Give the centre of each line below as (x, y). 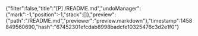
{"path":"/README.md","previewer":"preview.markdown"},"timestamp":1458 (99, 21)
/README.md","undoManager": (103, 8)
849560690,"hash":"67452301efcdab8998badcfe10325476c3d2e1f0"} (92, 27)
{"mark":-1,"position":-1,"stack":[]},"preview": (61, 15)
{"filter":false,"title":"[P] (34, 8)
